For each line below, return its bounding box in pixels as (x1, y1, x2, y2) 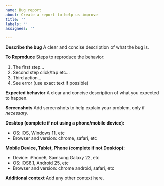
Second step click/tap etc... (12, 69, 70, 76)
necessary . (5, 110, 29, 116)
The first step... (12, 64, 44, 70)
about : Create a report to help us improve (5, 12, 98, 17)
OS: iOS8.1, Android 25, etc (12, 160, 69, 166)
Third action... (12, 75, 42, 81)
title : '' (5, 17, 26, 22)
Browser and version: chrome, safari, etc (12, 135, 97, 141)
